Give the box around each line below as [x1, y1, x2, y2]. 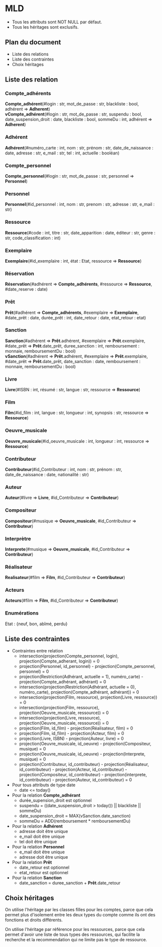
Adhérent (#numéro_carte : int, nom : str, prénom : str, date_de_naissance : [5, 145, 154, 150]
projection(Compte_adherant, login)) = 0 [19, 658, 100, 664]
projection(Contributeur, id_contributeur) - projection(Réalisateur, [19, 761, 149, 767]
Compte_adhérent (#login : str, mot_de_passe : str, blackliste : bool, [5, 101, 139, 107]
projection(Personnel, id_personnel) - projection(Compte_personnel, [19, 663, 156, 669]
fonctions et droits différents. [5, 917, 63, 923]
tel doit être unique [19, 838, 57, 845]
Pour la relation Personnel [12, 844, 64, 849]
